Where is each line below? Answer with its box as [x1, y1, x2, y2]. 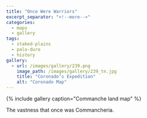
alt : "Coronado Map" [16, 79, 67, 85]
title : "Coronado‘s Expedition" [16, 74, 96, 79]
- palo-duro [11, 47, 41, 53]
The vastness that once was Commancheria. [6, 106, 115, 113]
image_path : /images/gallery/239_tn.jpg [16, 68, 117, 74]
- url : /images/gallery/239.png [11, 63, 91, 69]
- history [11, 52, 35, 58]
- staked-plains [11, 41, 51, 47]
